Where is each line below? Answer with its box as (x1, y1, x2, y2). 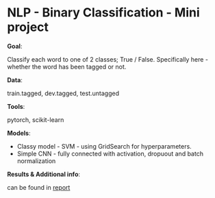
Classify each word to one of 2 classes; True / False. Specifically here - (7, 55, 209, 63)
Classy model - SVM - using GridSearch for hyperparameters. (16, 142, 192, 150)
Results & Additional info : (7, 170, 81, 178)
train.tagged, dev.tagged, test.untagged (7, 89, 120, 97)
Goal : (7, 42, 23, 50)
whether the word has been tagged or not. (7, 62, 127, 71)
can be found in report (7, 183, 71, 191)
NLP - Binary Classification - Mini (7, 5, 200, 21)
